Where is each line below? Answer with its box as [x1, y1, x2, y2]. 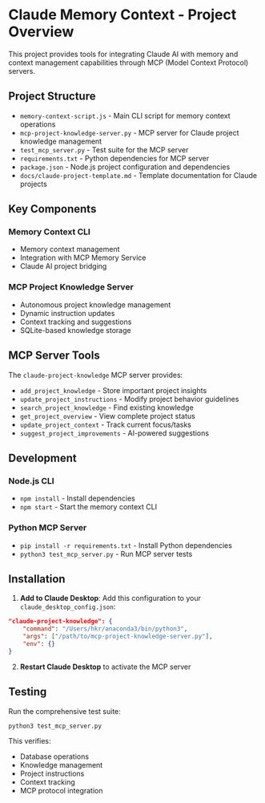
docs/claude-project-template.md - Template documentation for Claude [19, 170, 258, 180]
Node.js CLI [8, 475, 54, 486]
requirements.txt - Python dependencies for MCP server [19, 153, 210, 163]
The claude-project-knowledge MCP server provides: [8, 370, 183, 379]
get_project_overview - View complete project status [19, 411, 196, 420]
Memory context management [19, 245, 120, 254]
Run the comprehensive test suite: [8, 706, 122, 716]
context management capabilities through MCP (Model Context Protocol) [8, 58, 249, 67]
